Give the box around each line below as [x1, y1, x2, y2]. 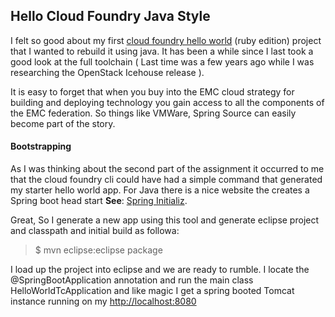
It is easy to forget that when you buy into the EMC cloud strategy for [10, 85, 295, 98]
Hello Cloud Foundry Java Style [10, 8, 211, 25]
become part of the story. [10, 117, 116, 129]
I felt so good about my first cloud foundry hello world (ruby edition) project [10, 34, 322, 46]
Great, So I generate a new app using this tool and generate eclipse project [10, 214, 320, 226]
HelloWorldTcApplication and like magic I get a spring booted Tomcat [10, 285, 295, 297]
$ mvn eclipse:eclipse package [34, 244, 163, 256]
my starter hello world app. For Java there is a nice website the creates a [10, 184, 310, 196]
